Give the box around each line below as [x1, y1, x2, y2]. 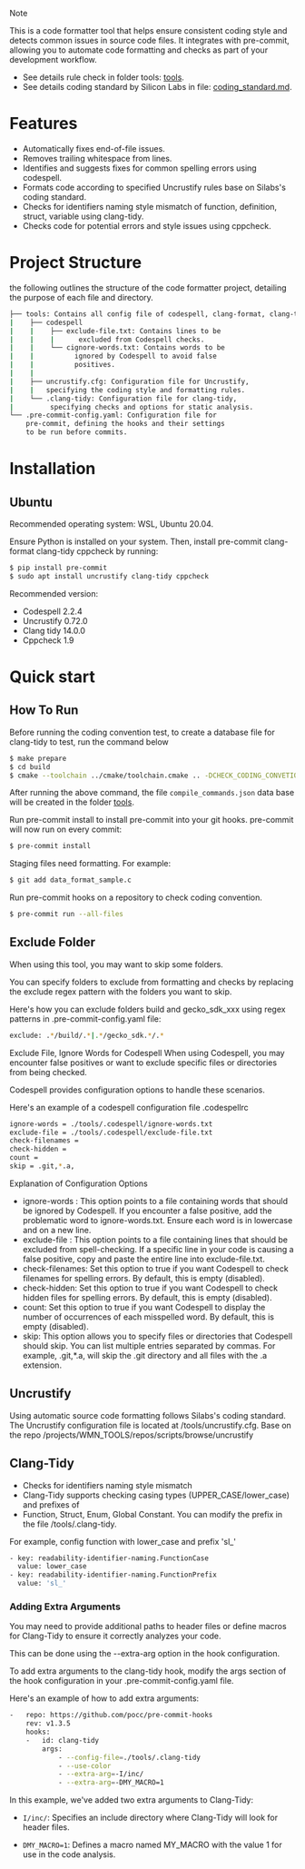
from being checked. [9, 1066, 88, 1077]
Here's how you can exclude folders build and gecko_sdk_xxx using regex [9, 1004, 286, 1014]
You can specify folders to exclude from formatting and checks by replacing [9, 976, 294, 987]
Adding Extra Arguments [9, 1600, 121, 1613]
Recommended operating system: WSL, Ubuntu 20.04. [9, 519, 214, 529]
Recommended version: [9, 588, 99, 598]
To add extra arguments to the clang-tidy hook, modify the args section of [9, 1666, 287, 1676]
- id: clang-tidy [25, 1735, 100, 1745]
